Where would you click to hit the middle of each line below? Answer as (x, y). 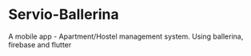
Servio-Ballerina (64, 15)
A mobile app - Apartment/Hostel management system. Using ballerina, (126, 36)
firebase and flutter (40, 44)
